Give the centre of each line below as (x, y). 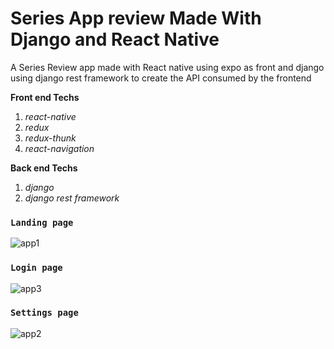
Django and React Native (115, 39)
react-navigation (59, 148)
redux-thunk (50, 138)
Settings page (44, 313)
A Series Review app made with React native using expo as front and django (167, 67)
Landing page (42, 222)
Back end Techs (44, 168)
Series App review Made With (136, 18)
